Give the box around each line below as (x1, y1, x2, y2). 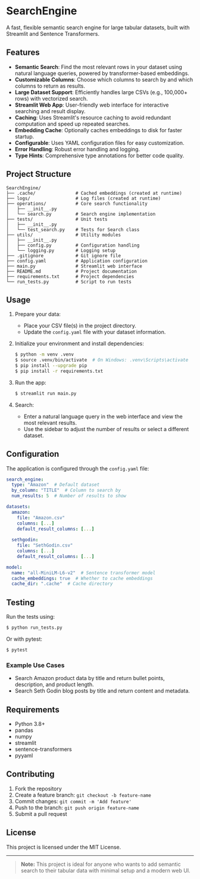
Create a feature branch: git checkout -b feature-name (14, 791, 152, 799)
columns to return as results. (14, 82, 85, 89)
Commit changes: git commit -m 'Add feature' (14, 797, 132, 805)
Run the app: (14, 379, 46, 386)
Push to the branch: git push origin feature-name (14, 804, 140, 811)
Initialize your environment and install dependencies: (14, 340, 144, 347)
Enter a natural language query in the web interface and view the (23, 413, 183, 420)
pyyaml (14, 752, 33, 759)
